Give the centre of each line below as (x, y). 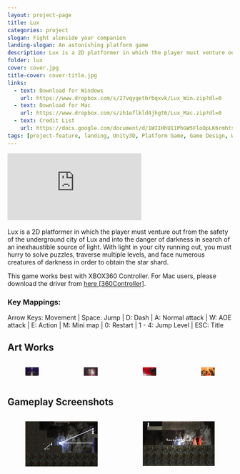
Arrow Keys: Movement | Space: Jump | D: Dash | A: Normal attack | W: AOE (120, 317)
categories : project (38, 30)
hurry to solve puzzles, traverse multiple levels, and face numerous (106, 255)
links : (17, 83)
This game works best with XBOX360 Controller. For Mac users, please (112, 276)
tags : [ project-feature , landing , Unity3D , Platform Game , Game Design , (118, 136)
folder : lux (25, 61)
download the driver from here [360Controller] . (77, 283)
